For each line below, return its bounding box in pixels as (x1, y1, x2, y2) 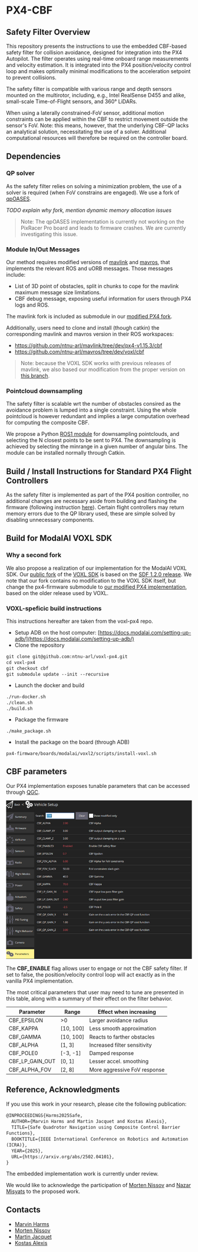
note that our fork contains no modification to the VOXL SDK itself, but (6, 577, 176, 584)
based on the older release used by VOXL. (6, 589, 109, 596)
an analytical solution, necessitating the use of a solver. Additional (6, 128, 167, 135)
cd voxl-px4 (6, 660, 35, 666)
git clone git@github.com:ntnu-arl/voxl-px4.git (6, 654, 128, 660)
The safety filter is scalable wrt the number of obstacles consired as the (6, 400, 181, 408)
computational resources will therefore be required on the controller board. (6, 134, 188, 142)
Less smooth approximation (89, 1025, 157, 1032)
